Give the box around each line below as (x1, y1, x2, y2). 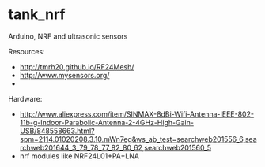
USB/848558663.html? (19, 126, 95, 135)
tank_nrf (8, 6, 66, 24)
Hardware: (8, 94, 43, 103)
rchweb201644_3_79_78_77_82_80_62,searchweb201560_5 (19, 143, 212, 152)
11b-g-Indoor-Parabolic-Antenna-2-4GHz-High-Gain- (19, 117, 194, 127)
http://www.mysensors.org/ (19, 70, 110, 80)
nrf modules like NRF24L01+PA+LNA (19, 151, 140, 161)
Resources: (8, 46, 45, 56)
